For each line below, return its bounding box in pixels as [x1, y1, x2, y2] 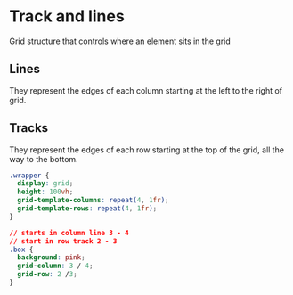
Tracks [9, 120, 49, 135]
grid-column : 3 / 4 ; [17, 261, 94, 271]
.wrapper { [9, 171, 50, 180]
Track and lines [9, 6, 125, 27]
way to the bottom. [9, 153, 78, 164]
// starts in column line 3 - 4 [9, 228, 129, 237]
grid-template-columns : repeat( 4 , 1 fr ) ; [17, 196, 169, 205]
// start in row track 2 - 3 [9, 236, 118, 246]
